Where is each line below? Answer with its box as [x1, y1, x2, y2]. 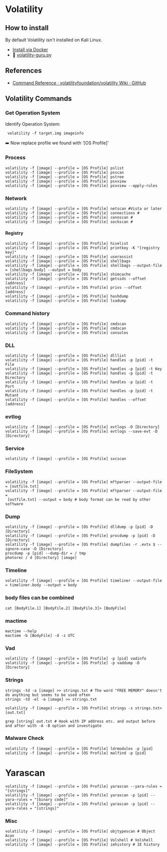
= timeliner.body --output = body [5, 583, 77, 588]
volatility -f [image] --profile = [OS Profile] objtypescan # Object [5, 829, 155, 834]
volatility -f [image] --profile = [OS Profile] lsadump [5, 298, 126, 304]
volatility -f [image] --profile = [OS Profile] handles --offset [5, 397, 146, 402]
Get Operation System [5, 110, 60, 117]
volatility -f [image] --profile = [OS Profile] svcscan [5, 456, 126, 461]
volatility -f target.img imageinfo [7, 131, 84, 136]
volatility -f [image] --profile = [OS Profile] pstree [5, 174, 124, 179]
